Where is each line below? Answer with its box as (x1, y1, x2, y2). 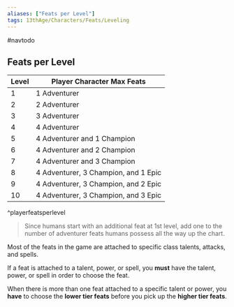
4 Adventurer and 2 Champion (36, 145, 136, 155)
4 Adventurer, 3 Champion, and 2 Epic (36, 179, 162, 189)
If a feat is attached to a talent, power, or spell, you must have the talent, (7, 264, 217, 272)
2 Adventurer (36, 100, 80, 110)
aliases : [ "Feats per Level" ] (7, 10, 96, 17)
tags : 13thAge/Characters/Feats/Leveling (7, 17, 130, 24)
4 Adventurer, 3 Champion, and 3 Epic (36, 190, 162, 200)
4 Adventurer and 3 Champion (36, 156, 136, 166)
